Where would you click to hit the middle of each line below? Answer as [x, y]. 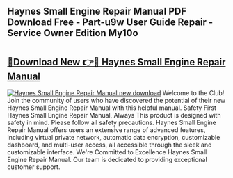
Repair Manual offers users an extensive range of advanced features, [106, 130]
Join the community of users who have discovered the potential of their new [116, 100]
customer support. [34, 167]
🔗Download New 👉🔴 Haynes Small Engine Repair [116, 62]
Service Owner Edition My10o [73, 33]
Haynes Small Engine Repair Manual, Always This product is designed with [114, 115]
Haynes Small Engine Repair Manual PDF [97, 11]
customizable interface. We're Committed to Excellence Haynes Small [107, 152]
